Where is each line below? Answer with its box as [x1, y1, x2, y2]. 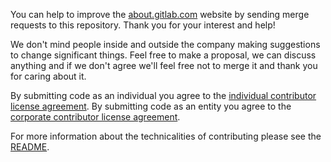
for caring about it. [10, 70, 87, 82]
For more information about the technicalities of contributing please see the [10, 130, 322, 142]
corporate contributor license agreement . [10, 111, 181, 123]
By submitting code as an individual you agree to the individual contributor [10, 90, 317, 101]
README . [10, 141, 50, 153]
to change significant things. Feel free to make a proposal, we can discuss [10, 49, 317, 61]
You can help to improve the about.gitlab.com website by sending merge [10, 9, 310, 20]
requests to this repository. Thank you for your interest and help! [10, 19, 276, 31]
